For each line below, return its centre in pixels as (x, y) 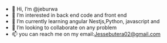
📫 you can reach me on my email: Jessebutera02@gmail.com (86, 34)
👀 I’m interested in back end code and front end (69, 15)
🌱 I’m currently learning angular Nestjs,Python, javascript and (86, 21)
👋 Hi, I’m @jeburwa (35, 9)
